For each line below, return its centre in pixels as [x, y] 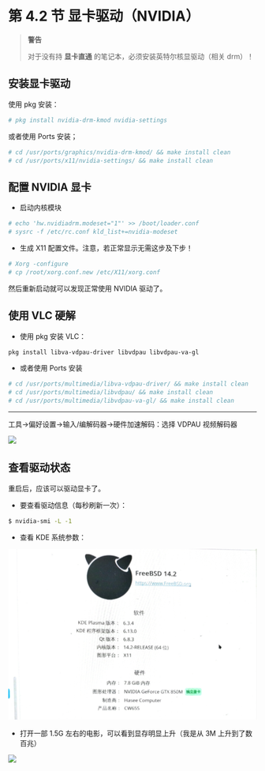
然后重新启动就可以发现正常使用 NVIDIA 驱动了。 [88, 288]
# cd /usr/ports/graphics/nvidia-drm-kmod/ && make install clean [119, 152]
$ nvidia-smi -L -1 [40, 521]
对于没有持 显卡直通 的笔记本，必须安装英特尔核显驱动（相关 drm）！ [140, 56]
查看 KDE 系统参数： [53, 537]
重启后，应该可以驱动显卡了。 [56, 488]
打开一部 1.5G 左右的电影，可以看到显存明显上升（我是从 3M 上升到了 [132, 733]
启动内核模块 [40, 208]
